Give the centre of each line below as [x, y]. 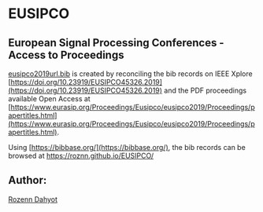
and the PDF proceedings [205, 90]
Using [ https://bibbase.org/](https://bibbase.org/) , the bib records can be [127, 147]
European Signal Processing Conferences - [116, 43]
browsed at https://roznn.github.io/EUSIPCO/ [81, 155]
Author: [28, 180]
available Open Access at [49, 99]
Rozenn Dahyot [33, 199]
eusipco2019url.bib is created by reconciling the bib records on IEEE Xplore [131, 74]
